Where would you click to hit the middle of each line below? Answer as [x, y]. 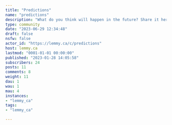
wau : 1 [12, 86]
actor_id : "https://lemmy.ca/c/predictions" [53, 44]
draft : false [19, 34]
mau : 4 [12, 91]
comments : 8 [18, 72]
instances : [17, 96]
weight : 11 [17, 77]
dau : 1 [12, 81]
